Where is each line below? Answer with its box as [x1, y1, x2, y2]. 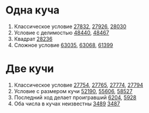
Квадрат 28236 [13, 35, 53, 42]
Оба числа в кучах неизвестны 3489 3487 [13, 100, 120, 107]
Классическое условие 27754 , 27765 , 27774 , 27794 [13, 81, 144, 88]
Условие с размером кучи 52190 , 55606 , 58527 [13, 87, 133, 94]
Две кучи [5, 62, 54, 76]
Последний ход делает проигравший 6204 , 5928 [13, 94, 137, 101]
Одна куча [5, 4, 60, 17]
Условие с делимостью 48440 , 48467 [13, 29, 110, 36]
